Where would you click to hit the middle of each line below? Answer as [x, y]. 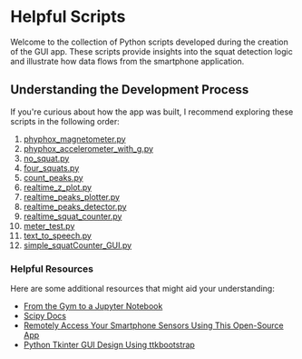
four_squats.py [51, 168]
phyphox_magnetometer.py [74, 139]
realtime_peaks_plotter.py [72, 196]
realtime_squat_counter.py [73, 216]
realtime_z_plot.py [58, 187]
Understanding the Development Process [130, 90]
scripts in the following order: [65, 121]
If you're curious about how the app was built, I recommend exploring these [152, 112]
